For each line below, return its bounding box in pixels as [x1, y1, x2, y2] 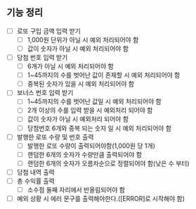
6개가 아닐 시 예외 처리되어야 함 [27, 62, 114, 70]
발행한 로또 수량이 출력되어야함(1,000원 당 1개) [27, 141, 156, 150]
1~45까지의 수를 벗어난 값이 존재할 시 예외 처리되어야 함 [27, 71, 181, 80]
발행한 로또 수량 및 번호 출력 [16, 132, 94, 141]
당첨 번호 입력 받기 [16, 53, 68, 61]
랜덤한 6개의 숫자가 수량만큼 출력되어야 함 [27, 150, 142, 158]
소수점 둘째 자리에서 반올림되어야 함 [27, 185, 126, 194]
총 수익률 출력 [16, 177, 55, 185]
